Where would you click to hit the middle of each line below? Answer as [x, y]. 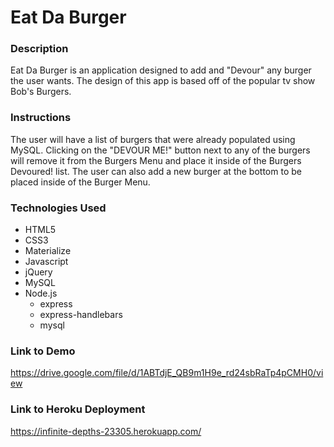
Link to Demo [43, 351]
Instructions [41, 118]
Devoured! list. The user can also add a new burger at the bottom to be [156, 171]
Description [39, 49]
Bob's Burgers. [41, 92]
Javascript [46, 262]
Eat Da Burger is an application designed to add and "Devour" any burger [161, 70]
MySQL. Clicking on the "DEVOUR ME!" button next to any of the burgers [160, 150]
